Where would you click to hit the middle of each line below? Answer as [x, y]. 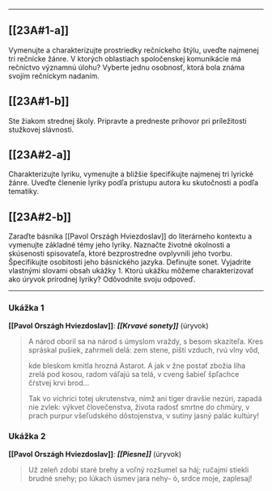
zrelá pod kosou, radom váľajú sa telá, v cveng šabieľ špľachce [134, 374]
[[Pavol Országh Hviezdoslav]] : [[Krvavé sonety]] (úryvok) [108, 325]
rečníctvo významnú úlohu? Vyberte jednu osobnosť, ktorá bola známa [127, 67]
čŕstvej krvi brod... [59, 383]
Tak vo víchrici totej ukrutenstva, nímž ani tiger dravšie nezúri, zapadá [145, 398]
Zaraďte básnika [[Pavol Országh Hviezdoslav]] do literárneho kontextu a [130, 236]
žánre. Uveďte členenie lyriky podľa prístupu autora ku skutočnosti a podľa [134, 183]
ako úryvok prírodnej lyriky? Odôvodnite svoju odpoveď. [102, 279]
